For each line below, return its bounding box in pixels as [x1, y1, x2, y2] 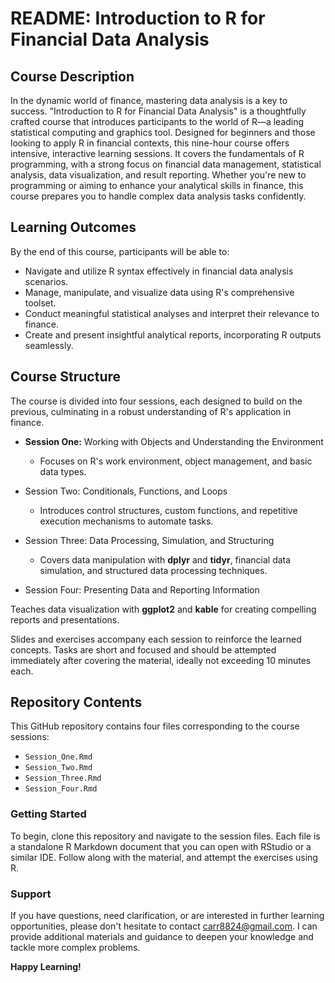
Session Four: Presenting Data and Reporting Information [24, 583, 260, 596]
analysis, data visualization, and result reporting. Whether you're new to [10, 169, 307, 181]
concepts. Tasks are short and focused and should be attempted [10, 643, 277, 656]
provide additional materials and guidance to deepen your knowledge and [10, 931, 314, 943]
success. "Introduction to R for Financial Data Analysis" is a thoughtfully [10, 105, 307, 117]
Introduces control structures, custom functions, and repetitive [39, 504, 298, 516]
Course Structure [10, 368, 122, 386]
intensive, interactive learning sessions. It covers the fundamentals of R [10, 148, 305, 159]
